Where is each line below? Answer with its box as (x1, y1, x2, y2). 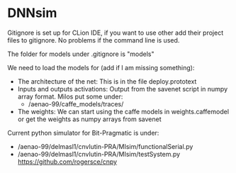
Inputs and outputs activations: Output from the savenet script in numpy (17, 84, 228, 93)
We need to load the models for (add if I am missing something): (7, 63, 195, 72)
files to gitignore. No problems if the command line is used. (7, 35, 180, 44)
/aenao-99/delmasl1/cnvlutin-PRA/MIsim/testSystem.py (17, 150, 181, 158)
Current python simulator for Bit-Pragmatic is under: (7, 128, 159, 137)
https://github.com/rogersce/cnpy (17, 157, 118, 166)
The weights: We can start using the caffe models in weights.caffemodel (17, 107, 229, 116)
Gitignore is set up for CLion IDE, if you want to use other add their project (7, 28, 224, 37)
